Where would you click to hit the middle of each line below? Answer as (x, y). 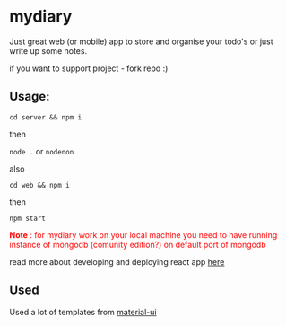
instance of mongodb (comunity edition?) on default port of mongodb (138, 244)
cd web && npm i (39, 185)
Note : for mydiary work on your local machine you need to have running (143, 234)
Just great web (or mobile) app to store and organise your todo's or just (141, 41)
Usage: (30, 97)
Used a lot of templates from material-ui (83, 312)
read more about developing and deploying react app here (117, 261)
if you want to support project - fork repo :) (89, 68)
